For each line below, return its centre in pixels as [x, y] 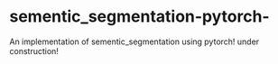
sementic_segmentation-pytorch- [139, 17]
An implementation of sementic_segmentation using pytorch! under [134, 41]
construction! [34, 50]
